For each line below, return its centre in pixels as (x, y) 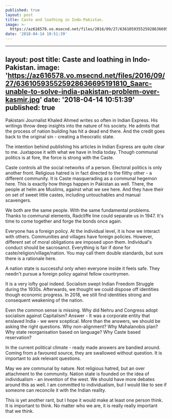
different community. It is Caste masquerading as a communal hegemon (81, 178)
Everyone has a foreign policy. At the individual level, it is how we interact (83, 231)
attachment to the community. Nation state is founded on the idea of (77, 374)
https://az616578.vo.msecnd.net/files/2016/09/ (86, 76)
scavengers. (18, 200)
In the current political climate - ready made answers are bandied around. (83, 347)
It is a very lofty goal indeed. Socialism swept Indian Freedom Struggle (80, 284)
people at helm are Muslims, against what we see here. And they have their (84, 189)
